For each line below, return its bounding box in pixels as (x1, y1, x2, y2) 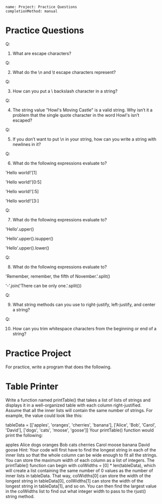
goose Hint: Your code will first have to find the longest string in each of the (5, 447, 156, 452)
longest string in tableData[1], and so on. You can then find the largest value (5, 483, 157, 489)
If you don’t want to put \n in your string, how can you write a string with (12, 136, 157, 142)
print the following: (5, 432, 43, 438)
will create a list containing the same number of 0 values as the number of (5, 468, 153, 473)
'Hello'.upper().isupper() (5, 235, 54, 241)
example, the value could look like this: (5, 413, 83, 418)
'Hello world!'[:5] (5, 188, 39, 194)
